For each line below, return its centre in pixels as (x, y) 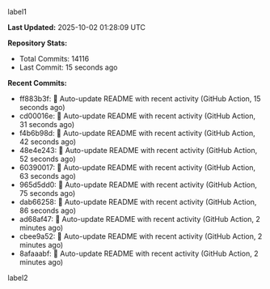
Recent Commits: (37, 83)
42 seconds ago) (48, 142)
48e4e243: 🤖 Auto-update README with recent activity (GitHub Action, (138, 150)
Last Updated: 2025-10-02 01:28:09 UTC (77, 27)
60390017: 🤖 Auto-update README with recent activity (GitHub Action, (137, 168)
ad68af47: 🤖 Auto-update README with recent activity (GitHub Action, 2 (139, 219)
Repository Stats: (38, 43)
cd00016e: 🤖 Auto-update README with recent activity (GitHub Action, (137, 116)
